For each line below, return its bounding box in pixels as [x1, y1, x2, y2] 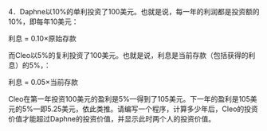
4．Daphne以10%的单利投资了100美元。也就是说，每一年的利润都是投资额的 [8, 7, 260, 16]
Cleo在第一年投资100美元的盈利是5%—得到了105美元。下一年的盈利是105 [8, 94, 251, 103]
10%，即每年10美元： [8, 17, 79, 26]
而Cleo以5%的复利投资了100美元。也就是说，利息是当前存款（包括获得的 [8, 51, 249, 60]
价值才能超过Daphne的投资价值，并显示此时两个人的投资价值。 [8, 114, 216, 123]
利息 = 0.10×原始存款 [8, 34, 77, 43]
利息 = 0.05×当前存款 [8, 78, 78, 87]
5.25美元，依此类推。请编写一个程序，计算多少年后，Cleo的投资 [47, 104, 259, 114]
